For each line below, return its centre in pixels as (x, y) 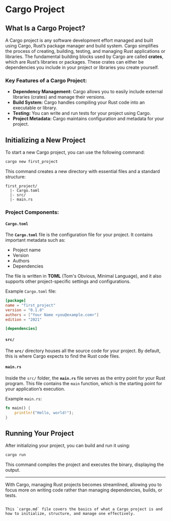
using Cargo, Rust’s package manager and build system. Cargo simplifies (82, 46)
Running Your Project (40, 433)
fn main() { (18, 408)
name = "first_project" (31, 305)
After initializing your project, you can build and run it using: (68, 446)
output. (13, 470)
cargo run (16, 455)
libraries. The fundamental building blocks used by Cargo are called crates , (84, 56)
